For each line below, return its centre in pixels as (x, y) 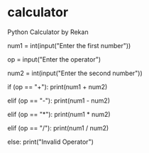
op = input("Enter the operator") (54, 59)
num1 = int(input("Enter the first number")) (69, 45)
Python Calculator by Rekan (48, 32)
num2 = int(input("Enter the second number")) (75, 73)
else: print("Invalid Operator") (51, 142)
